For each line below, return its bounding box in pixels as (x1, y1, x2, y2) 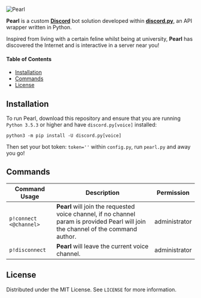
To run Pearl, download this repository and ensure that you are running (6, 115, 181, 122)
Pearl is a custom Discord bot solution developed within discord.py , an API (6, 17, 193, 24)
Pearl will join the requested (56, 202, 135, 210)
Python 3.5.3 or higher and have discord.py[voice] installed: (6, 121, 157, 128)
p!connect (9, 215, 37, 222)
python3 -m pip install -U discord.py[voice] (6, 133, 121, 139)
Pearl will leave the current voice (56, 242, 149, 250)
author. (56, 232, 77, 240)
